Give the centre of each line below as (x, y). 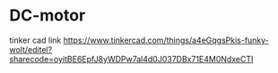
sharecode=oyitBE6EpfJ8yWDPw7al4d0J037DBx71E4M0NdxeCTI (131, 59)
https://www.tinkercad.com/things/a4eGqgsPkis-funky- (166, 40)
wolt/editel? (31, 49)
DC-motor (48, 16)
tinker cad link (35, 40)
